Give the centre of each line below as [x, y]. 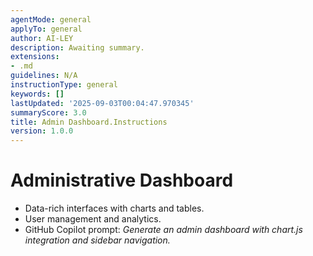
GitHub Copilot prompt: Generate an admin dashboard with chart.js [163, 230]
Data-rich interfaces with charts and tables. [114, 208]
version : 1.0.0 [42, 131]
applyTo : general [46, 29]
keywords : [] [37, 94]
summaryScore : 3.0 [48, 112]
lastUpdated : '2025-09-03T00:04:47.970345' [102, 103]
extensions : [35, 57]
